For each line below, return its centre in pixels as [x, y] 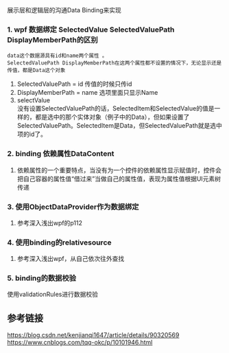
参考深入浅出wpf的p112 [50, 223]
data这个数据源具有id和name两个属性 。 [57, 56]
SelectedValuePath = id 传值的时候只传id [74, 84]
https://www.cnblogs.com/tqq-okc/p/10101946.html [80, 343]
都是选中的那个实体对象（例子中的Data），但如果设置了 [112, 117]
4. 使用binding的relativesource [59, 242]
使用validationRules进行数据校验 [52, 295]
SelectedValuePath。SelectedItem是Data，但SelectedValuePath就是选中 [120, 126]
